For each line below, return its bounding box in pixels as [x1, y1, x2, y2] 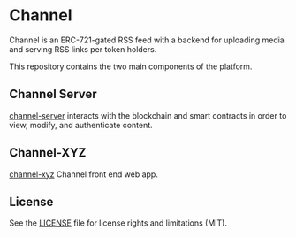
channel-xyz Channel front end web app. [9, 169, 159, 180]
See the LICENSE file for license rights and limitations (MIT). [9, 218, 228, 228]
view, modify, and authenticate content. [9, 119, 153, 130]
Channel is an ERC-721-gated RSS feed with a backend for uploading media [9, 34, 285, 45]
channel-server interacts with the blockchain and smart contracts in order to [9, 110, 287, 120]
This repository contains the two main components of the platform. [9, 61, 253, 72]
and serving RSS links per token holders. [9, 43, 157, 54]
